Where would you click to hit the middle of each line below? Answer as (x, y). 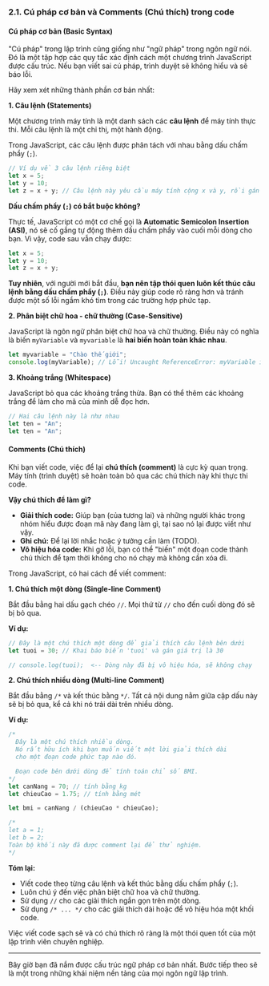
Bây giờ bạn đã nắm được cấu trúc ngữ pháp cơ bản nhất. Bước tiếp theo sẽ (133, 964)
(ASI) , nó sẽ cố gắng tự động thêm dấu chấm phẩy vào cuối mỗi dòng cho (130, 230)
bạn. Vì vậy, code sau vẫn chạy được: (70, 238)
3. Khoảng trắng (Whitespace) (60, 378)
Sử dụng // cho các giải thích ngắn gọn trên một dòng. (110, 900)
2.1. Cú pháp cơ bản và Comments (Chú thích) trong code (121, 12)
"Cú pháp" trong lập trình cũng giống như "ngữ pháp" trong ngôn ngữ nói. (130, 49)
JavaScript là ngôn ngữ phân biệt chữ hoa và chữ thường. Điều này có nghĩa (134, 332)
